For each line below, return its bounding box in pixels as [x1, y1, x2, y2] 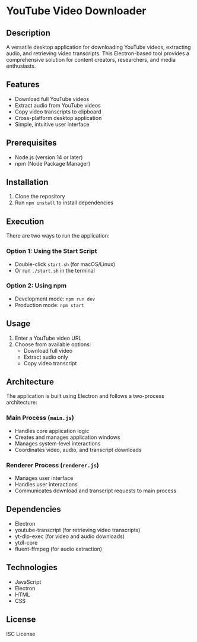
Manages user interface [14, 475, 74, 482]
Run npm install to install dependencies [14, 199, 114, 206]
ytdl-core [14, 539, 38, 546]
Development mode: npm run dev [14, 295, 96, 302]
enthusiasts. [6, 62, 36, 69]
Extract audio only [23, 353, 68, 360]
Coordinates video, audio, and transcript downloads [14, 446, 142, 453]
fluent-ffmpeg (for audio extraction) [14, 545, 103, 552]
